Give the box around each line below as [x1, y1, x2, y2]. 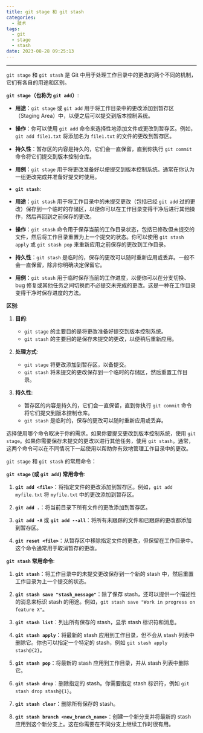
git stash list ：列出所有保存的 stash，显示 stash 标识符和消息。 [14, 618, 180, 625]
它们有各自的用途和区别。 [6, 79, 70, 86]
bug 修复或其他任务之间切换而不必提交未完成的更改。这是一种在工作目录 [14, 282, 196, 289]
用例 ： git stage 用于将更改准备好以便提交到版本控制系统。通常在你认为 [14, 166, 195, 173]
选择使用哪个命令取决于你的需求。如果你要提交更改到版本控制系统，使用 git [6, 430, 196, 437]
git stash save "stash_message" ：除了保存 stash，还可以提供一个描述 [14, 590, 192, 598]
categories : [6, 15, 36, 21]
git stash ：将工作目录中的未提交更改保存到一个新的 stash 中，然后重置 [14, 570, 194, 577]
